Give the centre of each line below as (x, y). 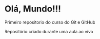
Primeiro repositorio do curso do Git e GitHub (50, 22)
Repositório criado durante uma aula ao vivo (49, 31)
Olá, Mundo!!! (33, 9)
